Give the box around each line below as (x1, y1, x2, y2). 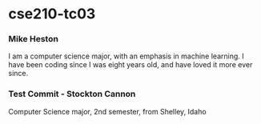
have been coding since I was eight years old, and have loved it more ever (8, 60, 253, 70)
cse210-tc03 (8, 5, 96, 23)
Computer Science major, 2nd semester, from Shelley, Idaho (8, 106, 207, 116)
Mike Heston (8, 34, 58, 45)
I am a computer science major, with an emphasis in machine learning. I (8, 51, 244, 61)
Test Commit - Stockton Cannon (8, 89, 136, 100)
